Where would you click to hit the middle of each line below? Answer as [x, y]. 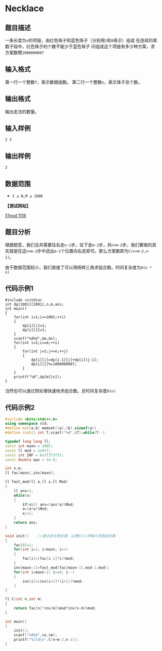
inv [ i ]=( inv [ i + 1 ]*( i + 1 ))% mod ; [53, 581]
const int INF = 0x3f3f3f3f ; [34, 455]
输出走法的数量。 [22, 111]
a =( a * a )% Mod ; [36, 509]
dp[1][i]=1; [35, 325]
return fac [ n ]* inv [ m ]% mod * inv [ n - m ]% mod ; [55, 608]
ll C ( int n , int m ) [24, 599]
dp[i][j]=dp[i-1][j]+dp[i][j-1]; [65, 360]
